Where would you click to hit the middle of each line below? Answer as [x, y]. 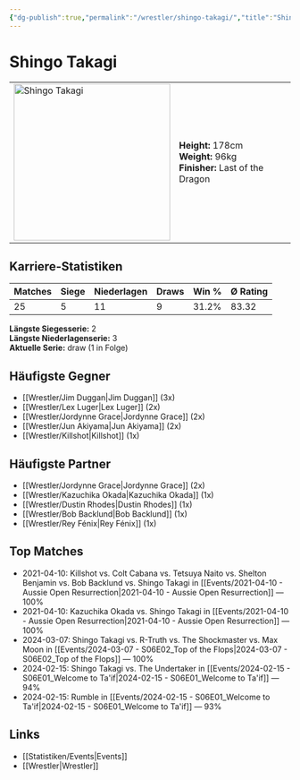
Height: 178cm [211, 145]
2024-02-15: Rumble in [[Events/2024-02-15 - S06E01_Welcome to [146, 697]
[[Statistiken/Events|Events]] [75, 756]
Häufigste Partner [60, 463]
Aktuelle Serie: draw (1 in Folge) [69, 348]
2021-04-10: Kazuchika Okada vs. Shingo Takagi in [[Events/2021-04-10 [155, 611]
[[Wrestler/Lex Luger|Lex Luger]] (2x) [91, 407]
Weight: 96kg [208, 156]
